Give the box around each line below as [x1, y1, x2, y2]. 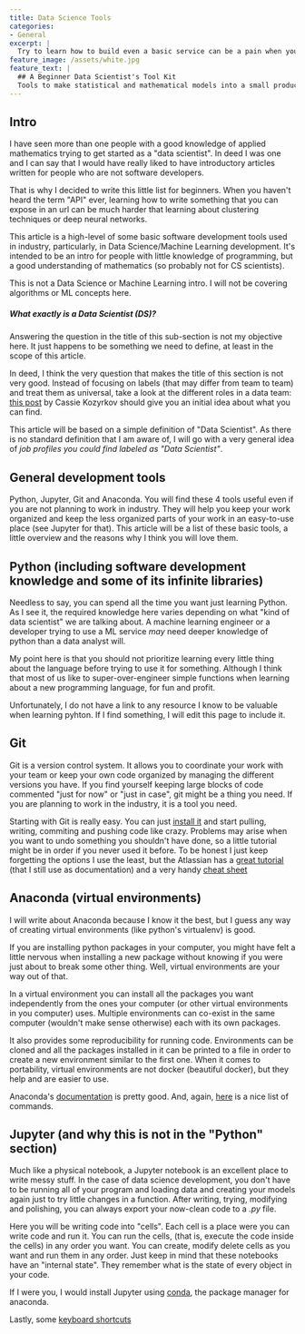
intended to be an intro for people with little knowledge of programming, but [9, 250, 293, 261]
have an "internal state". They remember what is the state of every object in [9, 1260, 292, 1270]
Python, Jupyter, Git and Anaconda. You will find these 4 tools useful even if [9, 494, 294, 505]
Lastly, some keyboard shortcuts [9, 1314, 132, 1325]
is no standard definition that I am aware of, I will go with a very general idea [9, 434, 295, 445]
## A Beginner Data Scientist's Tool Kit [17, 73, 177, 82]
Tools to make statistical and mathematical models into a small [17, 81, 271, 90]
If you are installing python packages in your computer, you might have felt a [9, 941, 296, 953]
